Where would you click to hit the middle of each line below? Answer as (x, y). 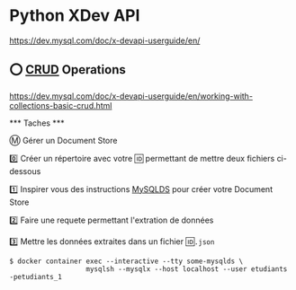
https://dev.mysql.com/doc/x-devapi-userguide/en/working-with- (131, 96)
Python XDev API (75, 16)
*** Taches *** (37, 123)
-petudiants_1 (36, 277)
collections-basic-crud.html (61, 105)
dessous (25, 171)
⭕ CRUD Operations (67, 70)
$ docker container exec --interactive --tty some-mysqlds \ (126, 261)
